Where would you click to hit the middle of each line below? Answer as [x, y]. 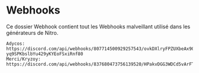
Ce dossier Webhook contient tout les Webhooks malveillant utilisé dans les [98, 26]
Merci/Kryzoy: [24, 59]
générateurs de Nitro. [32, 32]
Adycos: [16, 44]
